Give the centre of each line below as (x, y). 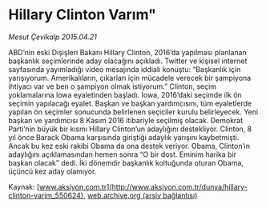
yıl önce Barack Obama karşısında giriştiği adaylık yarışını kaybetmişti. (124, 137)
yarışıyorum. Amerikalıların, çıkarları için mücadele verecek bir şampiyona (130, 78)
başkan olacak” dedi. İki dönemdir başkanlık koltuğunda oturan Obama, (126, 162)
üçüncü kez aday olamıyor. (52, 171)
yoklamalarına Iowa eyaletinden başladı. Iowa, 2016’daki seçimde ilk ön (125, 94)
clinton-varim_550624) (46, 195)
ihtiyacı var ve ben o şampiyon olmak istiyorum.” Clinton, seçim (113, 86)
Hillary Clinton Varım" (82, 15)
